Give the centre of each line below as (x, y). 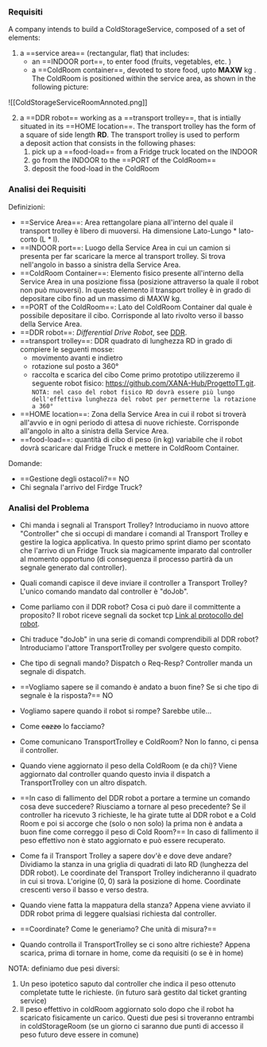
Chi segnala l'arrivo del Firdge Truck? (81, 487)
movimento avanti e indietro (77, 358)
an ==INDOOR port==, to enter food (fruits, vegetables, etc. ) (132, 61)
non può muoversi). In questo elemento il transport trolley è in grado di (135, 290)
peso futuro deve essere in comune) (79, 1034)
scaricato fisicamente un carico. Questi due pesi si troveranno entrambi (137, 1018)
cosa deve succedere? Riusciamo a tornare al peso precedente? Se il (133, 806)
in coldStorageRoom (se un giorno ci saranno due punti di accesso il (132, 1025)
